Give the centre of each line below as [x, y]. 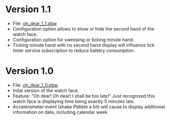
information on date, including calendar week [60, 112]
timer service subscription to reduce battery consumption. [74, 50]
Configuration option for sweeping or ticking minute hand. [73, 40]
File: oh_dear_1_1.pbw [35, 23]
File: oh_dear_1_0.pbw [35, 85]
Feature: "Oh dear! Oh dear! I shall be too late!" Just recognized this [84, 96]
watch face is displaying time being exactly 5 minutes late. [74, 101]
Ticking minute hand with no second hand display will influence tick [83, 45]
